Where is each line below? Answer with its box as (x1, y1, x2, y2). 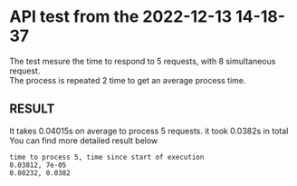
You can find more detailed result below (9, 134, 158, 146)
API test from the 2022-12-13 (9, 6, 233, 27)
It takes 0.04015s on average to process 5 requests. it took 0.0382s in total (9, 125, 289, 136)
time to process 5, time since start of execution (9, 152, 205, 162)
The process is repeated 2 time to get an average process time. (9, 74, 246, 85)
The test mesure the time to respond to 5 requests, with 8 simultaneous (9, 55, 276, 66)
